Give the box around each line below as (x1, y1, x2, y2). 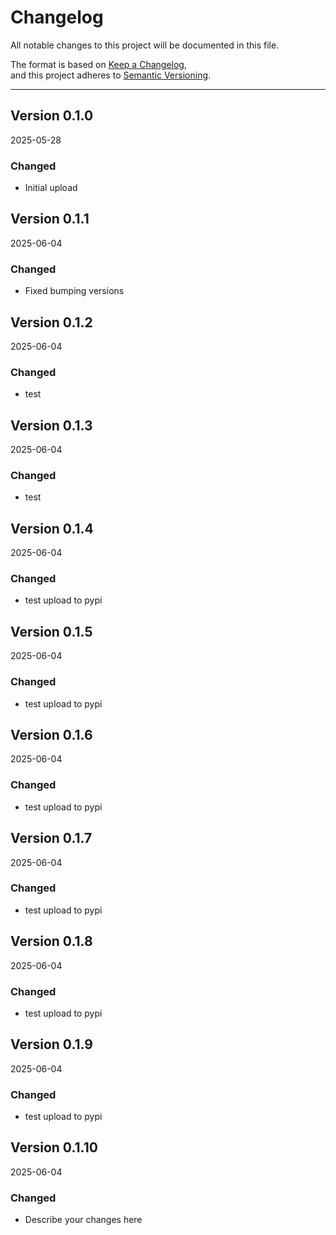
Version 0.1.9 (10, 1036, 93, 1053)
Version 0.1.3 (10, 417, 93, 434)
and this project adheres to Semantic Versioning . (10, 69, 212, 81)
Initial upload (24, 182, 78, 194)
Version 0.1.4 (10, 520, 94, 537)
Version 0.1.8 (10, 933, 93, 950)
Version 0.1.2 (10, 314, 93, 331)
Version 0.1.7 (10, 830, 93, 847)
